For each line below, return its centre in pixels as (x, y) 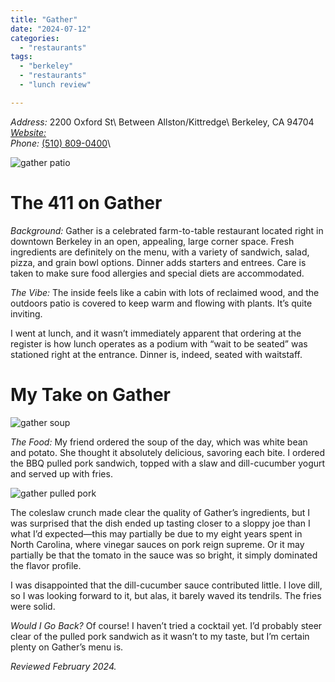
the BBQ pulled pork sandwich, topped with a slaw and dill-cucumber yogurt (168, 463)
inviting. (26, 313)
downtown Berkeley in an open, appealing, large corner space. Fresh (152, 241)
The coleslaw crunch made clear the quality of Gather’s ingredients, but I (160, 512)
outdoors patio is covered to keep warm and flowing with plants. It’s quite (161, 303)
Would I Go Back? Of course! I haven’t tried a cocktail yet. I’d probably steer (166, 625)
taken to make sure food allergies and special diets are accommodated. (157, 273)
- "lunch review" (55, 85)
